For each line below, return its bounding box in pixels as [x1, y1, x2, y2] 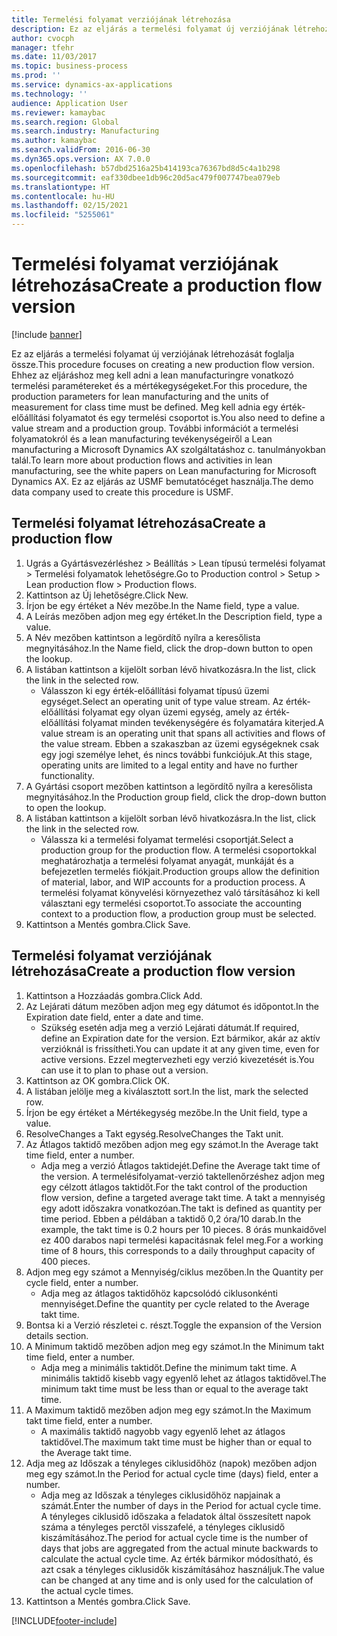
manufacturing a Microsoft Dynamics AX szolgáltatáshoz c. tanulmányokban [11, 443, 326, 455]
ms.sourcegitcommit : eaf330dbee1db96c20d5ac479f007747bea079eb [11, 172, 281, 183]
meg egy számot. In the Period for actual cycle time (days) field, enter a [25, 1467, 319, 1480]
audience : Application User [11, 98, 129, 108]
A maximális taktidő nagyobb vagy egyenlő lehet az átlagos [40, 1425, 286, 1437]
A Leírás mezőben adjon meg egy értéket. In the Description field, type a [25, 610, 323, 622]
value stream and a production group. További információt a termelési [11, 422, 299, 434]
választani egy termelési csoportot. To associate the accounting [40, 897, 303, 909]
